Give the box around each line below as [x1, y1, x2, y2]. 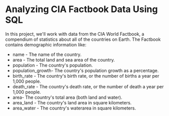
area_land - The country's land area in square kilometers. [12, 99, 132, 105]
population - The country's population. [12, 62, 93, 68]
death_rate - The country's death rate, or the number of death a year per [12, 83, 164, 89]
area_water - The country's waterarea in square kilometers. [12, 105, 136, 111]
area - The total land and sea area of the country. [12, 56, 115, 63]
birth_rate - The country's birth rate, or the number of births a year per [12, 73, 160, 79]
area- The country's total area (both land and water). [12, 94, 123, 100]
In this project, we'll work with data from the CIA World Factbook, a [5, 31, 145, 37]
